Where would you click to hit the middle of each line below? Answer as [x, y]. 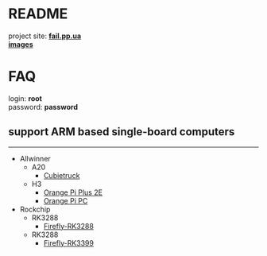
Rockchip [35, 209]
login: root [25, 98]
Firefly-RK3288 [68, 226]
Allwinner [35, 158]
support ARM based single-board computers [122, 132]
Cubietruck [62, 175]
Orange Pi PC [66, 200]
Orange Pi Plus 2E [73, 192]
